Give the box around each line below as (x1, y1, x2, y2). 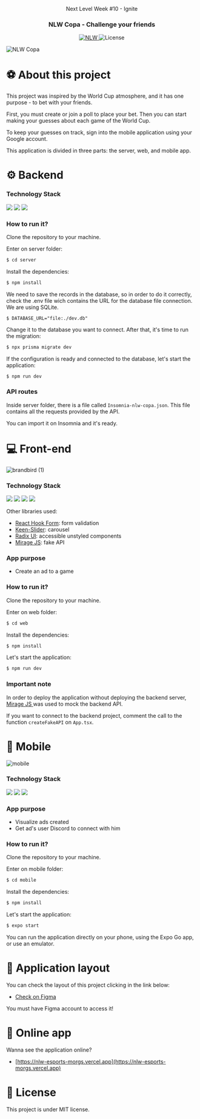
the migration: (6, 332, 41, 339)
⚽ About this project (6, 68, 111, 82)
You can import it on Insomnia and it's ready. (6, 419, 118, 427)
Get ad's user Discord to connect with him (15, 825, 121, 832)
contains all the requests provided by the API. (6, 408, 120, 415)
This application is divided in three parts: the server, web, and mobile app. (6, 147, 192, 154)
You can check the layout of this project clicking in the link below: (6, 981, 170, 989)
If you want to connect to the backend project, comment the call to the (6, 712, 182, 719)
